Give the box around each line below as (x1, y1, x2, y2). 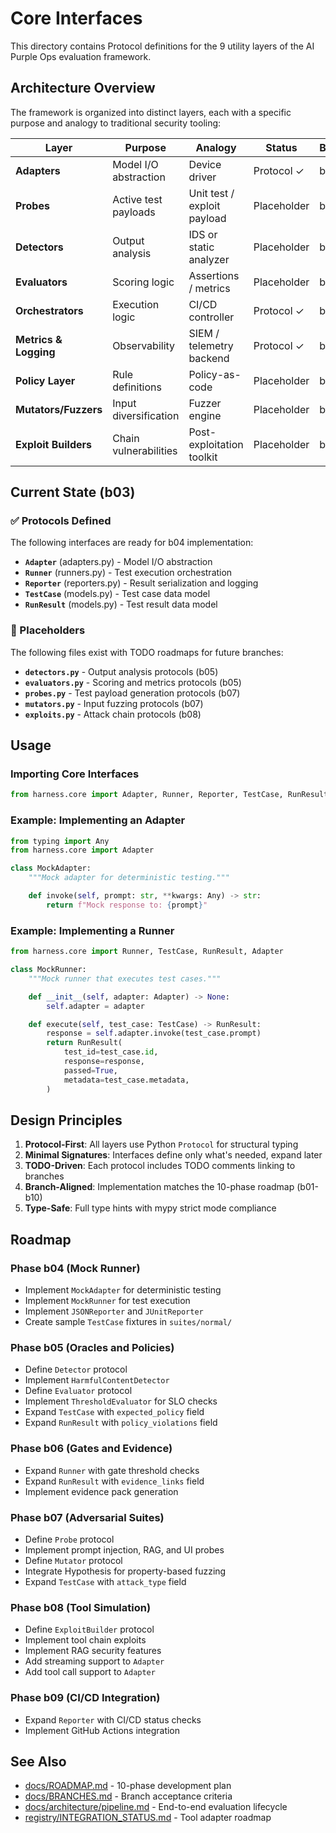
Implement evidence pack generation (24, 1485, 179, 1497)
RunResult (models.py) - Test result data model (24, 598, 218, 611)
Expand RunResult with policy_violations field (24, 1417, 218, 1429)
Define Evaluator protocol (24, 1385, 133, 1397)
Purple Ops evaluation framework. (10, 50, 152, 62)
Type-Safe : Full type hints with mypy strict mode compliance (24, 1202, 277, 1214)
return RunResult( (46, 1038, 123, 1048)
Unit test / (188, 186, 235, 200)
